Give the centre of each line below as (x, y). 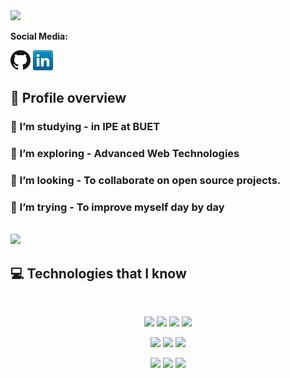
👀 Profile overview (68, 98)
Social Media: (39, 36)
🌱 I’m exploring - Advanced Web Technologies (125, 154)
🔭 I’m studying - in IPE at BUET (85, 127)
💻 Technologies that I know (98, 273)
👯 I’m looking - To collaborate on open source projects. (146, 181)
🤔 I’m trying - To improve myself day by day (117, 207)
